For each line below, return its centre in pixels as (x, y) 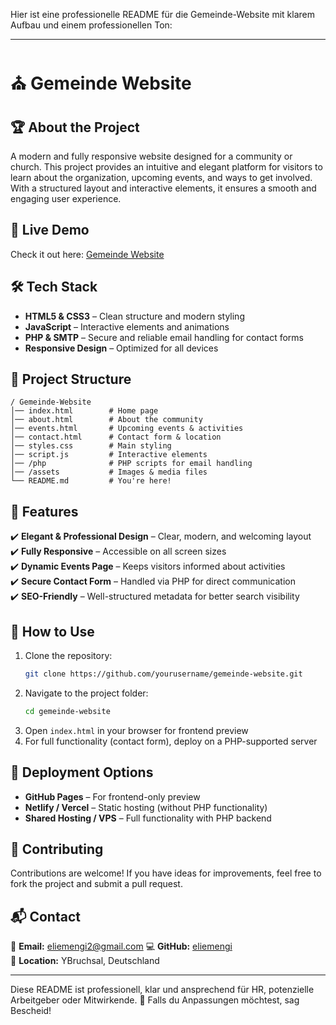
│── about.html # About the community (106, 420)
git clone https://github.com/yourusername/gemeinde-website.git (163, 674)
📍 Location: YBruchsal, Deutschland (85, 961)
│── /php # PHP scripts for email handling (131, 464)
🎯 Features (44, 511)
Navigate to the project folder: (86, 693)
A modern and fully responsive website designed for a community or (151, 156)
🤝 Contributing (57, 849)
